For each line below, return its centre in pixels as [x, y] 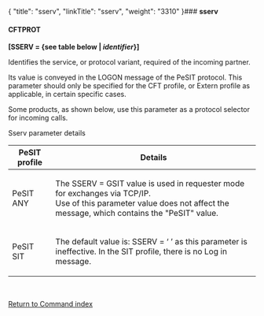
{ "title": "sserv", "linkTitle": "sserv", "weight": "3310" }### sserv [113, 11]
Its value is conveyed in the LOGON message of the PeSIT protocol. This [125, 77]
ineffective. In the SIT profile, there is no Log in [141, 251]
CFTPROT [24, 29]
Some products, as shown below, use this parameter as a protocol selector [129, 110]
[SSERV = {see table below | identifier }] [74, 47]
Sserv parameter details [47, 133]
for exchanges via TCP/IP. [103, 194]
